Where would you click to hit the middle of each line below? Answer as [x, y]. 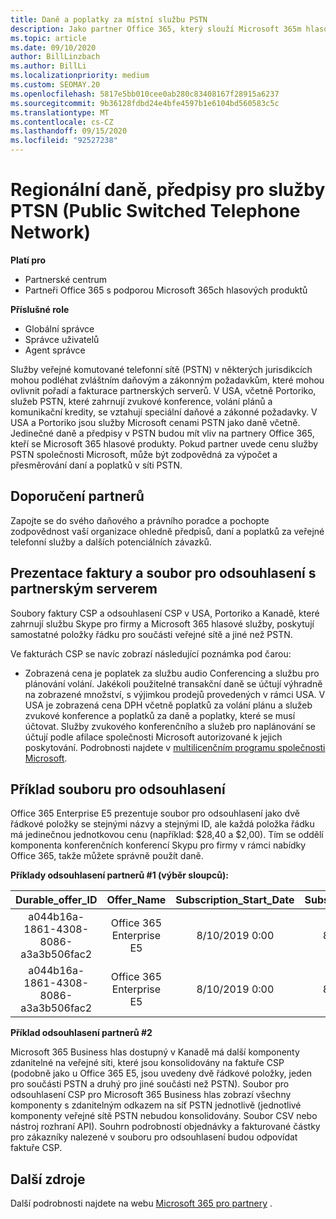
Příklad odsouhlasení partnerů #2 [81, 1033]
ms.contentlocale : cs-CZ [62, 122]
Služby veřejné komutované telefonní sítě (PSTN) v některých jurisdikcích [161, 369]
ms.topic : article [48, 38]
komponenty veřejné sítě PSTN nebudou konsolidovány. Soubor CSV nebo [164, 1116]
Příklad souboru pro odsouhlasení [118, 789]
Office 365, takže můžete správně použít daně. [107, 856]
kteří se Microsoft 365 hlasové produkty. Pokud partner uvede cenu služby [164, 443]
